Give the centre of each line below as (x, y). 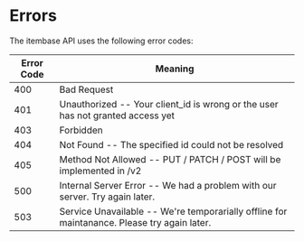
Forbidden (81, 130)
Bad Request (86, 89)
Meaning (175, 69)
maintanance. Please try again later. (135, 222)
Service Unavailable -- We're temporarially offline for (173, 211)
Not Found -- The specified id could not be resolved (171, 144)
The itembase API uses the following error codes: (101, 41)
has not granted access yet (117, 116)
